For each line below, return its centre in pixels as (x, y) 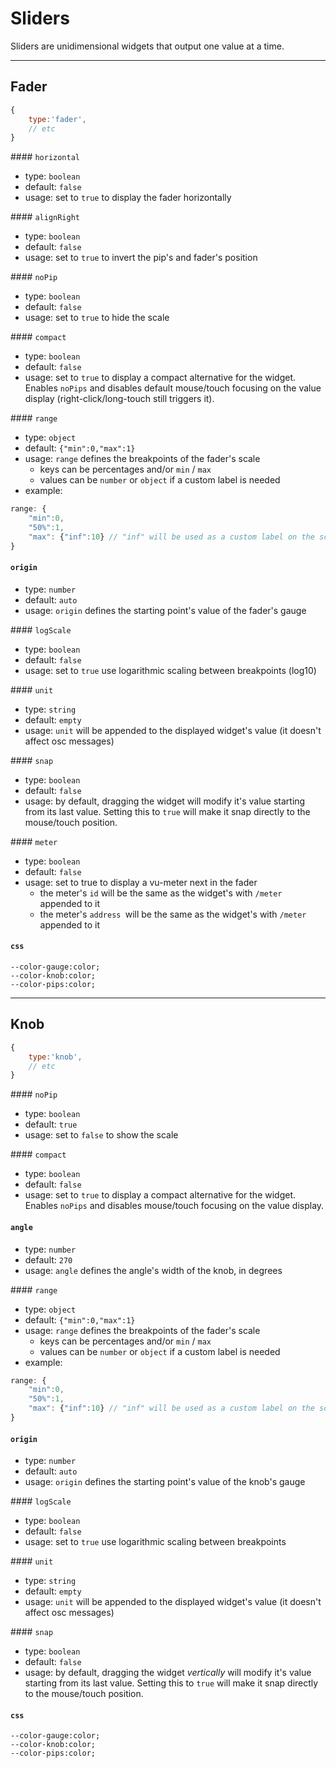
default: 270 (48, 1259)
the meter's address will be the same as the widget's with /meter (173, 914)
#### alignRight (45, 217)
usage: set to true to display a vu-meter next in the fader (141, 882)
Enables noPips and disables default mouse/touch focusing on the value (173, 388)
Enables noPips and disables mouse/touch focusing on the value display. (174, 1206)
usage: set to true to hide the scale (97, 318)
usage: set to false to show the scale (101, 1135)
